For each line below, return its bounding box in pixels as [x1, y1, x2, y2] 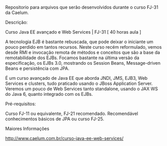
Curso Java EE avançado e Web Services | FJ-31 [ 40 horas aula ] [5, 29, 142, 35]
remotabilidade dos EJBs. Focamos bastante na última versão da [5, 55, 139, 61]
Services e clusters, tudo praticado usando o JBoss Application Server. [5, 80, 153, 86]
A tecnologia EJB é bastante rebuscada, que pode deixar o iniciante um [5, 39, 153, 45]
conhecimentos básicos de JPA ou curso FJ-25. [5, 116, 105, 122]
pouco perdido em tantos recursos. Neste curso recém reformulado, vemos [5, 44, 162, 50]
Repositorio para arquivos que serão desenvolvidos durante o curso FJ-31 [5, 5, 158, 10]
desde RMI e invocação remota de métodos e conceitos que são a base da [5, 50, 160, 55]
